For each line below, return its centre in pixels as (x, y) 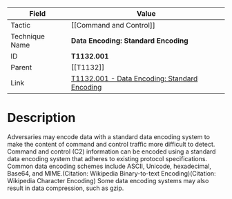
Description (41, 118)
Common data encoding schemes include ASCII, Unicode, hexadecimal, (109, 166)
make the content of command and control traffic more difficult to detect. (111, 144)
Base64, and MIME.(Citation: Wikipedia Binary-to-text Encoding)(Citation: (112, 173)
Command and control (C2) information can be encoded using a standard (112, 151)
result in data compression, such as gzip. (66, 188)
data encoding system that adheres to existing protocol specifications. (107, 158)
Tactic (21, 25)
